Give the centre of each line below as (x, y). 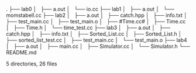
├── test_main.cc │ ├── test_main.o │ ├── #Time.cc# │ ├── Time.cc (96, 21)
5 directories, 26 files (32, 64)
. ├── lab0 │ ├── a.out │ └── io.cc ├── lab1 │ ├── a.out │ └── (90, 9)
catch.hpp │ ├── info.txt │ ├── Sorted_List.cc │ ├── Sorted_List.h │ (94, 34)
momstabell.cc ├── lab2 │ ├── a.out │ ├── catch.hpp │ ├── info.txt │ (97, 15)
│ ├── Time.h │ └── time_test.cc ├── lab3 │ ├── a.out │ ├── (88, 27)
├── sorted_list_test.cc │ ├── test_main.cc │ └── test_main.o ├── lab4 (97, 40)
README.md (21, 52)
